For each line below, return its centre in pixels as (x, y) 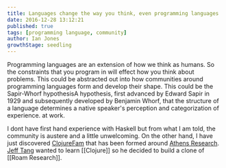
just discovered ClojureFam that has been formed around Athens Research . (113, 143)
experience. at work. (36, 115)
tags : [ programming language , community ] (67, 32)
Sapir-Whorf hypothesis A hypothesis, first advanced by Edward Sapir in (109, 94)
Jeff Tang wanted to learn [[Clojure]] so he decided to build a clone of (106, 150)
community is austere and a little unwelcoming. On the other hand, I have (110, 136)
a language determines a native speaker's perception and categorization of (113, 108)
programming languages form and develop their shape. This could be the (110, 86)
